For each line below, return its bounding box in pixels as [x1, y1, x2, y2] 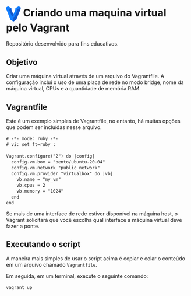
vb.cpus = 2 [16, 182, 45, 188]
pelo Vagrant [6, 21, 70, 34]
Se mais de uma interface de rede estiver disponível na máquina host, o [6, 210, 178, 217]
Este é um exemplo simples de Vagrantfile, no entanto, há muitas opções [6, 117, 181, 124]
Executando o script [6, 239, 80, 249]
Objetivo [6, 57, 38, 67]
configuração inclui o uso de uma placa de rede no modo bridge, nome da [6, 79, 185, 86]
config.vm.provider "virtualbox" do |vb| [11, 170, 114, 176]
